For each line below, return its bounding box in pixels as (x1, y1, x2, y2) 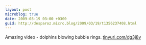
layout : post (5, 7, 32, 12)
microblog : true (5, 12, 38, 17)
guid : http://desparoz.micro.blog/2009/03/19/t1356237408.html (5, 21, 137, 26)
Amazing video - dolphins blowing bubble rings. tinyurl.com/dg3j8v (5, 34, 141, 40)
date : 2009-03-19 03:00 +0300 (5, 16, 67, 21)
